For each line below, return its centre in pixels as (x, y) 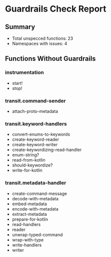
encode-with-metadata (35, 209)
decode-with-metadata (35, 198)
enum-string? (25, 155)
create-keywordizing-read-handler (47, 150)
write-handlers (27, 245)
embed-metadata (29, 204)
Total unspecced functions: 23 (43, 38)
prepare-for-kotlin (30, 219)
